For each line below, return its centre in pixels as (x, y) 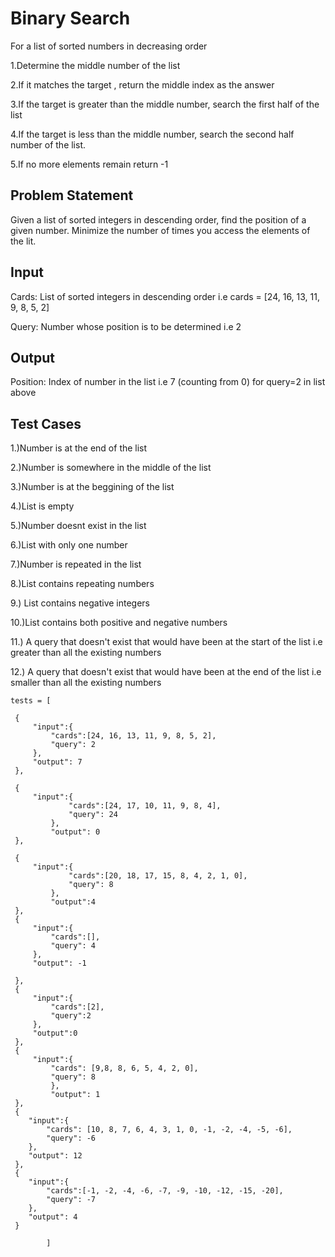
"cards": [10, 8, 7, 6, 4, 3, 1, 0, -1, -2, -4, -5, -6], (169, 1130)
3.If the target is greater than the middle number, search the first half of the (165, 104)
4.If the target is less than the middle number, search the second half (152, 134)
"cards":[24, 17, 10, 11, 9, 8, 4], (145, 806)
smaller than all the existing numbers (86, 683)
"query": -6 (71, 1138)
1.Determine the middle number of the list (95, 65)
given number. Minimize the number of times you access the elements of (160, 230)
